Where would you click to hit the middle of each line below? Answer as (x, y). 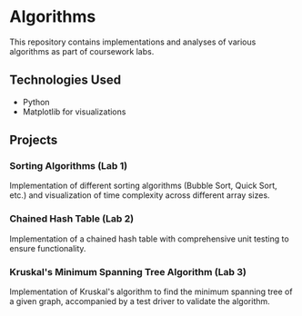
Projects (34, 140)
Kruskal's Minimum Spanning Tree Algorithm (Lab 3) (128, 272)
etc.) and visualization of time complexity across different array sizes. (140, 195)
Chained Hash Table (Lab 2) (72, 219)
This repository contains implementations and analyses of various (133, 42)
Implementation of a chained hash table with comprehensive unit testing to (149, 239)
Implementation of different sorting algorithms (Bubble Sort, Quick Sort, (143, 186)
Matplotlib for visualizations (74, 112)
